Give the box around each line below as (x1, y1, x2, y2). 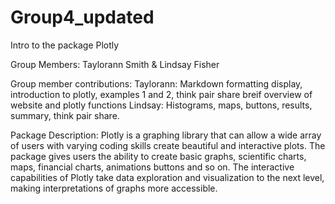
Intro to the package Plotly (10, 39, 120, 51)
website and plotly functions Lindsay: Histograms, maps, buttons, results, (10, 99, 313, 111)
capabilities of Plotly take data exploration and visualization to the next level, (10, 171, 325, 183)
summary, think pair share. (10, 109, 120, 121)
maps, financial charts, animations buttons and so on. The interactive (10, 161, 295, 173)
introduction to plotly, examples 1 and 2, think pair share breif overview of (10, 88, 313, 100)
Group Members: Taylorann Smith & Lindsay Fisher (10, 58, 220, 70)
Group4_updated (10, 6, 155, 29)
